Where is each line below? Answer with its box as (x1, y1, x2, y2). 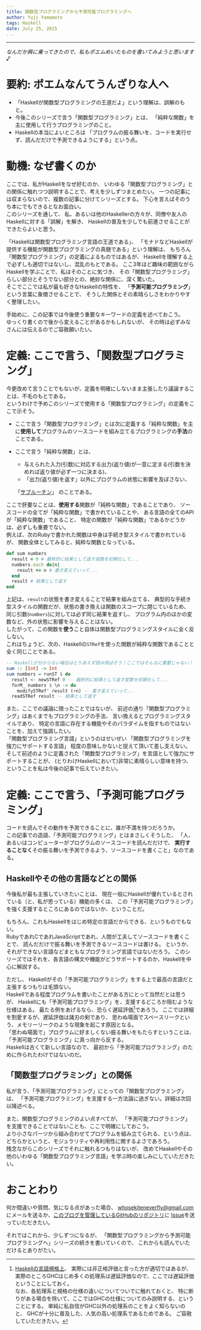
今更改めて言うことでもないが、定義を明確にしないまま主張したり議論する (6, 385, 190, 393)
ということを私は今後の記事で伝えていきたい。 (6, 765, 121, 772)
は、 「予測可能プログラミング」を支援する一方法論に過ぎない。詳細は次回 (6, 1094, 191, 1102)
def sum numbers (6, 551, 47, 557)
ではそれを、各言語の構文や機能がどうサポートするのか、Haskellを (22, 955, 187, 963)
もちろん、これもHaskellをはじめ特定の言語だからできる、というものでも (6, 918, 187, 925)
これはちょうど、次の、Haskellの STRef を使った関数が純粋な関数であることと (6, 641, 194, 648)
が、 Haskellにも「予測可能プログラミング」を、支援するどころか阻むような (6, 999, 193, 1006)
